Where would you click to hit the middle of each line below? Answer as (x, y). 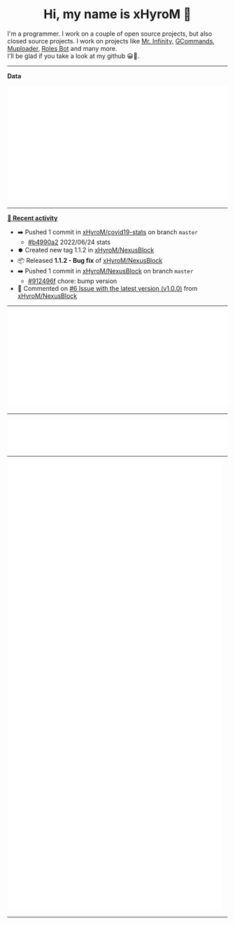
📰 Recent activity (33, 218)
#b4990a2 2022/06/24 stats (69, 242)
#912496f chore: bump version (72, 281)
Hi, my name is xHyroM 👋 (117, 14)
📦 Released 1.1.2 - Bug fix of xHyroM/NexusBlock (90, 261)
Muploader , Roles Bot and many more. (62, 48)
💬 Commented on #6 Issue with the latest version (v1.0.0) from (107, 289)
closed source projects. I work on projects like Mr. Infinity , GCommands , (111, 41)
